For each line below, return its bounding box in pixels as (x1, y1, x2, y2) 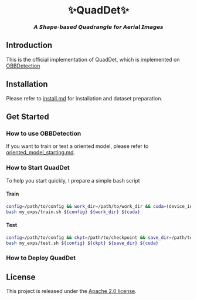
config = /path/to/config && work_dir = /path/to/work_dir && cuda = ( (6, 203, 169, 209)
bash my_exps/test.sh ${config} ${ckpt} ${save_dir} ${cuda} (6, 240, 159, 246)
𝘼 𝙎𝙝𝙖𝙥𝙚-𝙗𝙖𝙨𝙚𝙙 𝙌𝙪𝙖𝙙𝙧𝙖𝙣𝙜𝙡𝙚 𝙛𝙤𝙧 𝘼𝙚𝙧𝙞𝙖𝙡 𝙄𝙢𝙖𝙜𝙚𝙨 (33, 23, 164, 30)
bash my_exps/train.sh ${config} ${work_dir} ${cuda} (6, 209, 141, 215)
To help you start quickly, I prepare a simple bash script (6, 177, 140, 184)
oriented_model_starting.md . (6, 149, 75, 156)
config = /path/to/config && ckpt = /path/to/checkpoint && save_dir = (6, 234, 172, 241)
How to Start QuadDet (6, 164, 70, 172)
